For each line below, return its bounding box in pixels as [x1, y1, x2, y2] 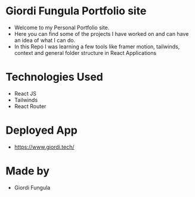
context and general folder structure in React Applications [14, 49, 157, 56]
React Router [14, 103, 47, 110]
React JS [14, 90, 37, 97]
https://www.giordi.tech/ [14, 143, 75, 150]
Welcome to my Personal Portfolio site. [14, 24, 110, 31]
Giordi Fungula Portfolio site [5, 4, 147, 18]
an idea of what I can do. [14, 36, 76, 44]
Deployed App [5, 124, 78, 137]
